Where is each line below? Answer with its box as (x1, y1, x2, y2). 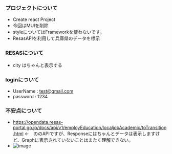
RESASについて (5, 50, 44, 57)
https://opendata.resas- (12, 119, 63, 125)
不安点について (5, 107, 42, 114)
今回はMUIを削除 (12, 23, 49, 29)
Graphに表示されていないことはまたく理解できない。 (21, 137, 134, 143)
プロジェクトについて (5, 4, 58, 11)
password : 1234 (12, 93, 48, 99)
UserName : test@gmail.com (12, 88, 74, 94)
